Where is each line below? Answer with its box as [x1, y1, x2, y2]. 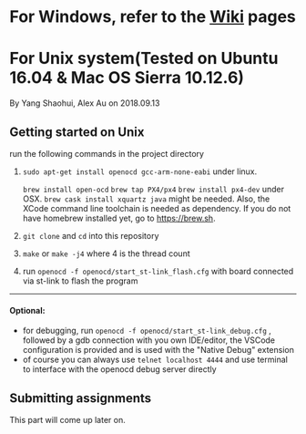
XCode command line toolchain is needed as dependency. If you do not [22, 202, 291, 213]
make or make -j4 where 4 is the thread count [22, 248, 190, 259]
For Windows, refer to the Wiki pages [9, 6, 296, 27]
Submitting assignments [9, 390, 152, 406]
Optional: [9, 305, 46, 315]
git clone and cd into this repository [22, 230, 159, 241]
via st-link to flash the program [22, 275, 138, 286]
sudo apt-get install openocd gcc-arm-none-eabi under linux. [22, 166, 258, 177]
